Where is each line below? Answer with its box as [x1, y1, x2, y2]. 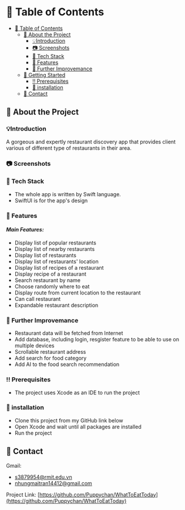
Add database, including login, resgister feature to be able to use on [14, 336, 179, 343]
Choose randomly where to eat [14, 283, 90, 290]
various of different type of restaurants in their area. [6, 144, 132, 152]
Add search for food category [14, 355, 87, 362]
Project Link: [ [6, 491, 40, 498]
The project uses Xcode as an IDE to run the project [14, 389, 140, 396]
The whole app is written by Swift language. [14, 190, 122, 197]
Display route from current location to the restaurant [14, 289, 141, 296]
